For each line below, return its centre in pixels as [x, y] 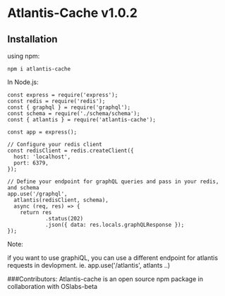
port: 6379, [31, 163]
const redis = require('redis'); [56, 101]
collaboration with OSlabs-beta [52, 286]
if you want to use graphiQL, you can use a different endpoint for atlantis [113, 258]
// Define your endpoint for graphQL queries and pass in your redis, [113, 182]
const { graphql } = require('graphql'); [69, 107]
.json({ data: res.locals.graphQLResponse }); [115, 225]
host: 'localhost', [42, 157]
